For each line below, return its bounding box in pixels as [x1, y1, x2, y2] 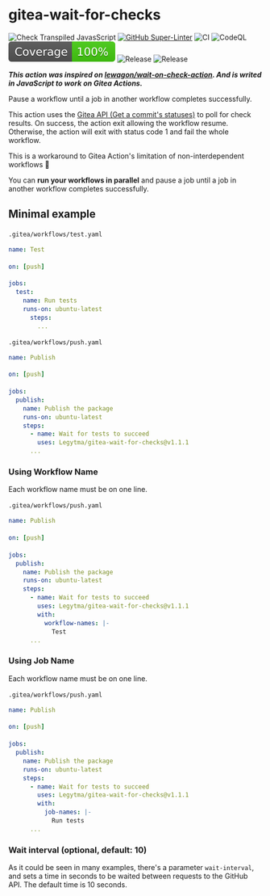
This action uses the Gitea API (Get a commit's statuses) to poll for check [8, 109, 251, 119]
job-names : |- [44, 808, 92, 817]
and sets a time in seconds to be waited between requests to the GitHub [8, 871, 248, 881]
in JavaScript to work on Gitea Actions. [8, 78, 143, 88]
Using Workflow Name [8, 466, 98, 477]
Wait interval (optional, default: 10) [8, 844, 147, 856]
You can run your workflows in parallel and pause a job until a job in [8, 175, 237, 185]
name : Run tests [23, 297, 78, 305]
